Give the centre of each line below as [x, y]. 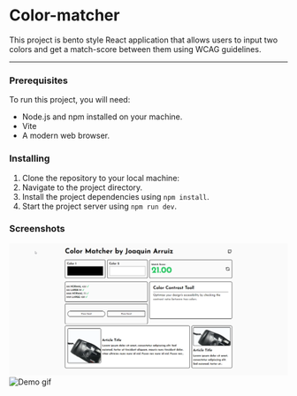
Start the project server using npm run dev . [99, 206]
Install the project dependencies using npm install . [115, 196]
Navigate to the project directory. [82, 187]
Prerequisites [38, 80]
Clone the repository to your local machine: [100, 178]
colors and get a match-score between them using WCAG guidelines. [135, 49]
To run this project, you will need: [70, 100]
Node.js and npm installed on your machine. [102, 117]
